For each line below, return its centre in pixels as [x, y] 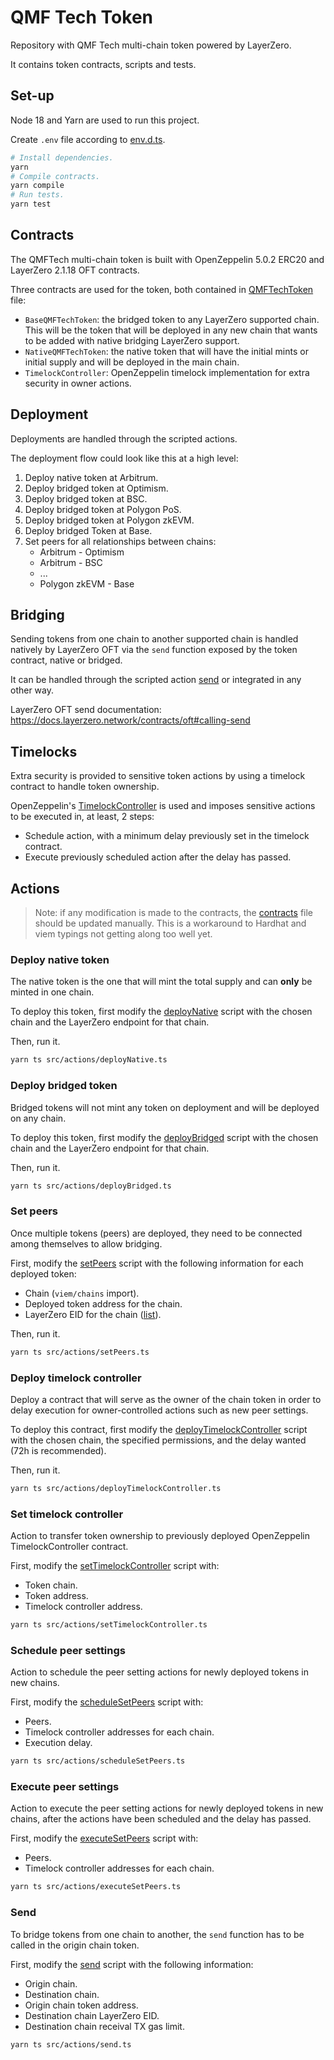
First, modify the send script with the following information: [132, 1964]
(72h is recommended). [58, 1450]
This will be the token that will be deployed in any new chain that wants [171, 330]
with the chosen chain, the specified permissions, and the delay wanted [158, 1440]
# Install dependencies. [62, 157]
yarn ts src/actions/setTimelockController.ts [109, 1625]
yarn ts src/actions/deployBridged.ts [91, 1186]
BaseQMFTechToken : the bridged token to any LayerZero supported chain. [172, 319]
